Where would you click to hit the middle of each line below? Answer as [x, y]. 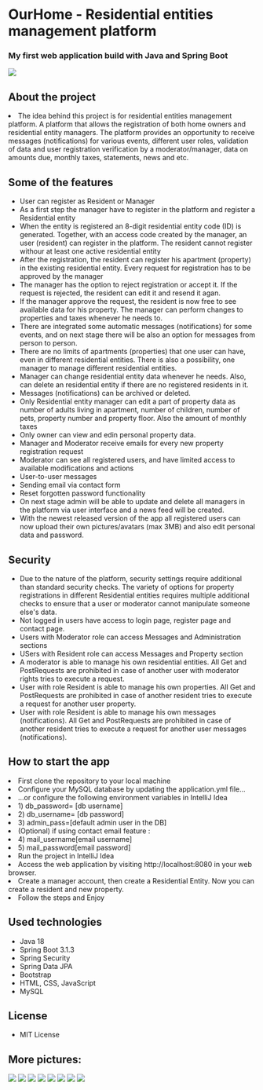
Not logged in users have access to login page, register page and [125, 620]
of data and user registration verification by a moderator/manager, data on [128, 149]
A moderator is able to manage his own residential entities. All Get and [133, 662]
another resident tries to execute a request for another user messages [133, 729]
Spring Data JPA [46, 966]
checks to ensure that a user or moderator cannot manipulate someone [135, 603]
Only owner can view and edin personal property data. [108, 435]
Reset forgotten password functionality [82, 493]
